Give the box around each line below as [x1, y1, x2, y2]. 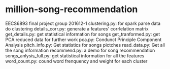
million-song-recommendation [5, 4, 138, 15]
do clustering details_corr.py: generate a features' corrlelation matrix [5, 25, 149, 31]
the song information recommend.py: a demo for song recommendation [5, 47, 155, 53]
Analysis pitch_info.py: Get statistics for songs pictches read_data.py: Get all [5, 42, 165, 48]
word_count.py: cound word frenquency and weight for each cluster [5, 58, 148, 64]
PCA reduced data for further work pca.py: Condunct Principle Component [5, 37, 162, 43]
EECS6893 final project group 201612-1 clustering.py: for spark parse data [5, 20, 161, 26]
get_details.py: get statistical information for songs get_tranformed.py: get [5, 31, 160, 37]
